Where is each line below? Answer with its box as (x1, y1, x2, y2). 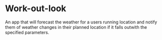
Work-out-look (5, 3, 67, 14)
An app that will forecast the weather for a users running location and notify (5, 19, 157, 25)
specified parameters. (5, 29, 50, 35)
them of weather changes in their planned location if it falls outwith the (5, 24, 147, 30)
